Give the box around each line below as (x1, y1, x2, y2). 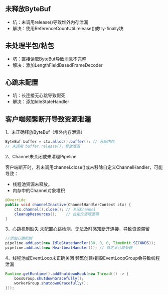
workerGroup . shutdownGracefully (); (14, 280, 89, 285)
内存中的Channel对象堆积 (12, 187, 65, 193)
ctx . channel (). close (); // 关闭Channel (14, 207, 96, 212)
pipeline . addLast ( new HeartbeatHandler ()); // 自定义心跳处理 (5, 245, 133, 250)
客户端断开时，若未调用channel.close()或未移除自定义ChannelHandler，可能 (5, 164, 163, 170)
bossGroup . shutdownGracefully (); (14, 276, 84, 281)
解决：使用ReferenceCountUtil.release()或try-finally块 (12, 25, 124, 31)
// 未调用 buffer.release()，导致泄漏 (5, 144, 80, 149)
